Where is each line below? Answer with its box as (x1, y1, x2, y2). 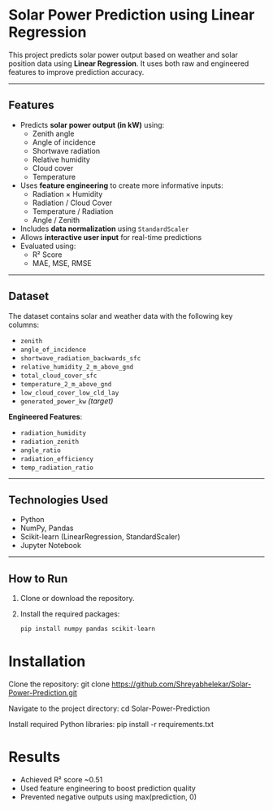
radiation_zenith (19, 438, 80, 446)
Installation (8, 652, 86, 671)
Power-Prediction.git (8, 688, 77, 697)
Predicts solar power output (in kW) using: (19, 120, 165, 129)
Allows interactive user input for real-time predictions (19, 232, 202, 242)
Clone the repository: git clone (8, 679, 110, 689)
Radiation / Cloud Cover (32, 198, 112, 207)
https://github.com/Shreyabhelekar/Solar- (111, 679, 252, 689)
